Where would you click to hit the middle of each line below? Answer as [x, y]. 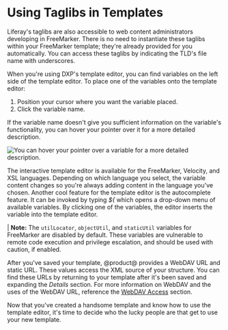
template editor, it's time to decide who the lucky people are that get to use [113, 312]
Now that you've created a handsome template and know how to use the [109, 305]
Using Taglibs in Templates [85, 13]
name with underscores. [41, 60]
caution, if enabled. [34, 249]
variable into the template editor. [53, 214]
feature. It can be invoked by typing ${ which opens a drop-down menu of [112, 199]
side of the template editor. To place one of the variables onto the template [112, 81]
